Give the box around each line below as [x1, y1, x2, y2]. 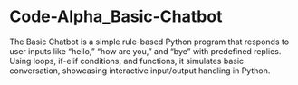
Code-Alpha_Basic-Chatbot [9, 6, 223, 27]
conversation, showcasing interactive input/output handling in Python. [9, 65, 271, 76]
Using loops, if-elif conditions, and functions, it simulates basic [9, 55, 245, 66]
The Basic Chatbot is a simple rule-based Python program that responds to [9, 36, 290, 47]
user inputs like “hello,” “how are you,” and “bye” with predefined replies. [9, 45, 282, 56]
